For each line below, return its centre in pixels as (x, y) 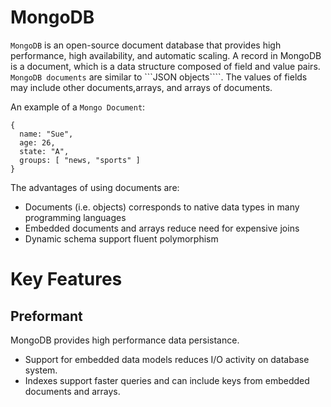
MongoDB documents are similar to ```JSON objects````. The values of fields (159, 77)
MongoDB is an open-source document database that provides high (146, 45)
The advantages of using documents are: (95, 187)
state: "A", (44, 151)
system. (41, 370)
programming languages (75, 217)
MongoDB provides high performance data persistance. (125, 340)
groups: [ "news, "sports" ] (80, 160)
